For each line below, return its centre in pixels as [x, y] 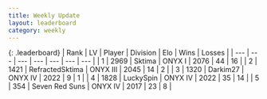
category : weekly [37, 30]
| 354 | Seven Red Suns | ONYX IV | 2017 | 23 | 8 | [90, 86]
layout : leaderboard [43, 23]
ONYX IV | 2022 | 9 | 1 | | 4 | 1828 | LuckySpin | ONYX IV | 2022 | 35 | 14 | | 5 [134, 78]
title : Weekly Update [44, 15]
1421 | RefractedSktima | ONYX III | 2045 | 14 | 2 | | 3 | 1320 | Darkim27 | [126, 70]
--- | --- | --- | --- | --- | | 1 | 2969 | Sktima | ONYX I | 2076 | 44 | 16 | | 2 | [137, 61]
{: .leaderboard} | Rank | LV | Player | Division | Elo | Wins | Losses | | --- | [129, 53]
